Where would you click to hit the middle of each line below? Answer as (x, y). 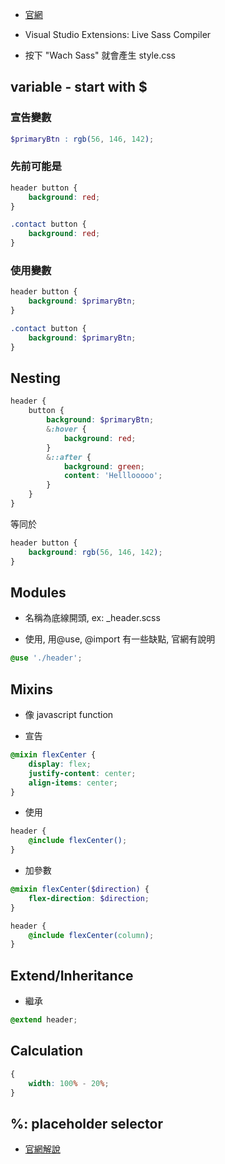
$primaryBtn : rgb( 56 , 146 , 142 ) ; (82, 139)
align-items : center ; (73, 783)
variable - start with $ (79, 87)
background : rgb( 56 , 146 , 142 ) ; (95, 552)
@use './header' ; (46, 658)
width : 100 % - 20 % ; (69, 1083)
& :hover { (66, 429)
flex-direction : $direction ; (89, 898)
